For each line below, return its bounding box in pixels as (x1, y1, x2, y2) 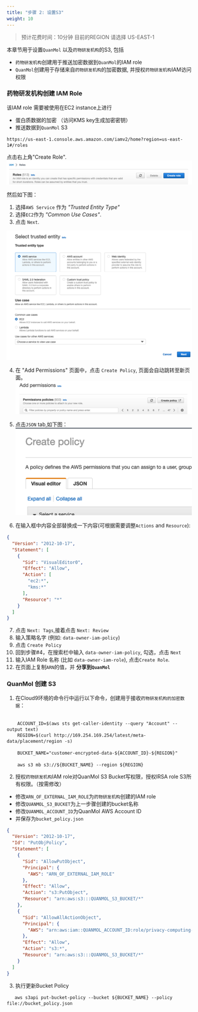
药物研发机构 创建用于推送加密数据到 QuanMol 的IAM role (15, 58, 143, 65)
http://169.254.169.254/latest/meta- (53, 732, 146, 738)
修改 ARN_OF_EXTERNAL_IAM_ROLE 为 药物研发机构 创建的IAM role (15, 792, 156, 800)
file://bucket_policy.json (6, 1000, 73, 1006)
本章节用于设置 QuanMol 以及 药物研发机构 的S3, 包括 (6, 46, 124, 53)
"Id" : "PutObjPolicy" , (12, 840, 68, 846)
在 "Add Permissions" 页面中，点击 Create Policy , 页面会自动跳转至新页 (15, 366, 190, 374)
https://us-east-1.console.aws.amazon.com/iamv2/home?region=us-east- (6, 136, 183, 142)
